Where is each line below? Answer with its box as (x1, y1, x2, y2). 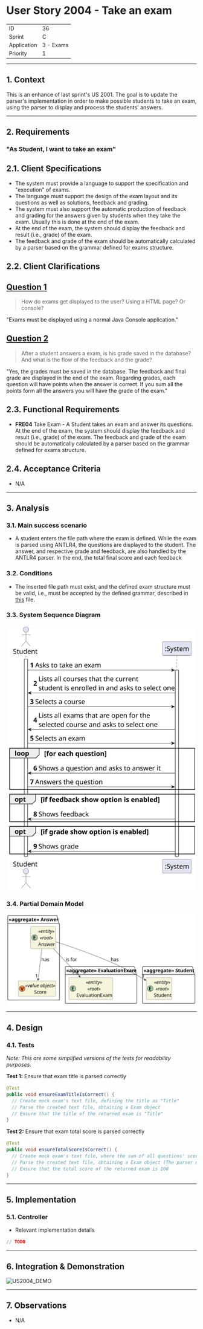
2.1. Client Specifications (6, 164, 101, 174)
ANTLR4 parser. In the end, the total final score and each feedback (14, 554, 182, 561)
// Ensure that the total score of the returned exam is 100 (11, 1166, 169, 1172)
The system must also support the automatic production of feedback (14, 205, 187, 212)
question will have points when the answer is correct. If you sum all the (6, 380, 183, 387)
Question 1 (6, 282, 47, 292)
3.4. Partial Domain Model (6, 899, 84, 908)
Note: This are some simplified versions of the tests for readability (6, 1055, 171, 1062)
